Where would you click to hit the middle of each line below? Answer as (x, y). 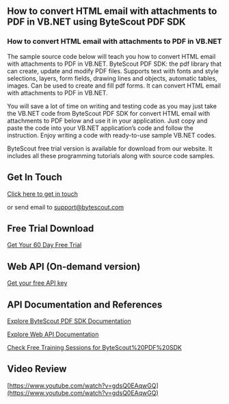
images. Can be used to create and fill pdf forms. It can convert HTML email (114, 86)
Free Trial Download (51, 228)
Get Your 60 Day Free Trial (44, 245)
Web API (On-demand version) (74, 266)
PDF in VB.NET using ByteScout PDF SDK (96, 22)
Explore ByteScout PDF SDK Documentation (69, 320)
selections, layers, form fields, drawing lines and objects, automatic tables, (112, 78)
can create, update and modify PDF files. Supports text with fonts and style (113, 71)
